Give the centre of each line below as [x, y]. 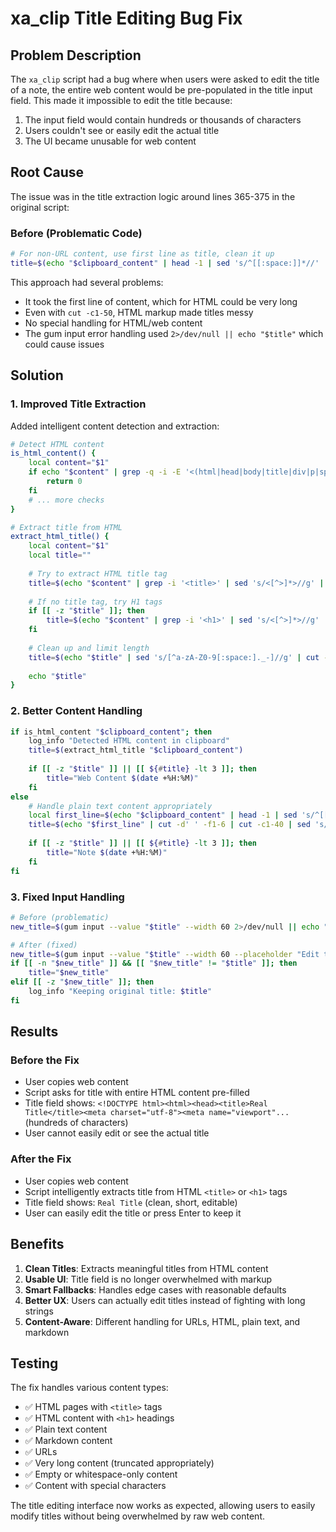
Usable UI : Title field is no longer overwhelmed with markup [148, 1279]
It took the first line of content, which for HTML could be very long [161, 301]
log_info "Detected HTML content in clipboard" [129, 741]
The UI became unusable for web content [110, 141]
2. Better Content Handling [76, 711]
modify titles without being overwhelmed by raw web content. [138, 1516]
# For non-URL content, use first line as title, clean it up [142, 254]
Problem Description [76, 55]
